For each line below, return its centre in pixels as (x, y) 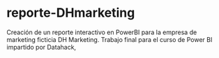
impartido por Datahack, (41, 47)
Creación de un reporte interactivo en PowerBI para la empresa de (102, 32)
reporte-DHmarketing (71, 13)
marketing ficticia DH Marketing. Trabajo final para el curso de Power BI (109, 39)
